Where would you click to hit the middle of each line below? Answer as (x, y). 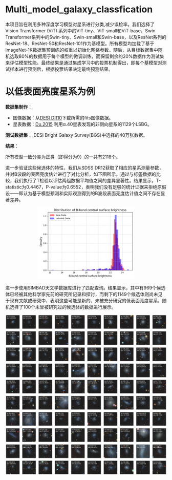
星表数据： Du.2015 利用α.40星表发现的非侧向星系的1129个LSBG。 (82, 124)
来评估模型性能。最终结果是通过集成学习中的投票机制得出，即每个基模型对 (84, 62)
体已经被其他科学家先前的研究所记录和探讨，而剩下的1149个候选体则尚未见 (84, 294)
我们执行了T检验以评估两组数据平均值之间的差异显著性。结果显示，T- (88, 180)
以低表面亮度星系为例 (50, 92)
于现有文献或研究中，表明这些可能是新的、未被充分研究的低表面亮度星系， (84, 300)
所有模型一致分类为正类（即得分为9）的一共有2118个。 (63, 157)
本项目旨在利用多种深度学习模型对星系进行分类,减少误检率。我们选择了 (80, 24)
